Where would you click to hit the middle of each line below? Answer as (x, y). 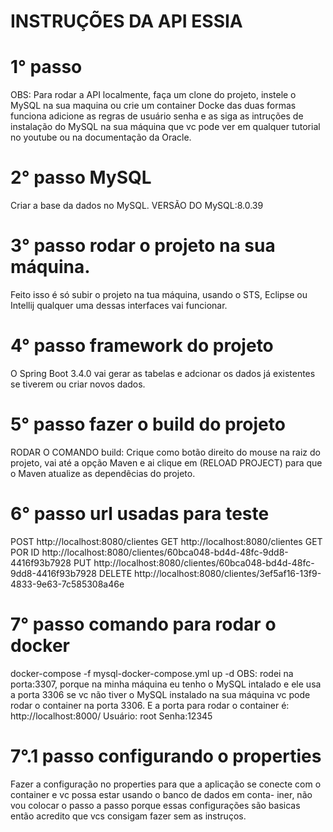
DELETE (115, 573)
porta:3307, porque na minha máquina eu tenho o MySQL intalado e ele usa (166, 684)
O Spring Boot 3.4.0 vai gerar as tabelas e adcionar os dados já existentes (163, 373)
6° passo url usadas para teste (140, 514)
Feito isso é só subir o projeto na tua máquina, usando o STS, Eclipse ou (159, 294)
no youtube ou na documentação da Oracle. (101, 137)
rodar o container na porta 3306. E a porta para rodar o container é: (150, 705)
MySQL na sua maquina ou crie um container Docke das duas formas (153, 106)
